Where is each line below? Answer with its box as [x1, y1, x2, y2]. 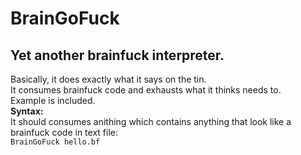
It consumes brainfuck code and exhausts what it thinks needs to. [10, 84, 282, 96]
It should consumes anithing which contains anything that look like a [10, 116, 292, 127]
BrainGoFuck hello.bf [10, 137, 101, 147]
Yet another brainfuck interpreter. [10, 47, 225, 64]
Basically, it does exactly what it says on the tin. [10, 73, 207, 85]
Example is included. [10, 95, 96, 106]
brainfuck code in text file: [10, 127, 118, 138]
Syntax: [10, 105, 44, 117]
